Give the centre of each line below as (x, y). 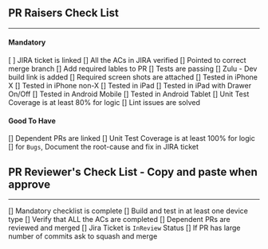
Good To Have (32, 121)
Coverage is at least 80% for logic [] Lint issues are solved (104, 103)
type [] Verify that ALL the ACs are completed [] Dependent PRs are (119, 220)
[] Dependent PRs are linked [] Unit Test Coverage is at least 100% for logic (132, 138)
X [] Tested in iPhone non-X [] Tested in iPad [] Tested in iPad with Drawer (130, 86)
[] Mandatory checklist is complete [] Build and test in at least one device (128, 211)
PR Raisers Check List (64, 13)
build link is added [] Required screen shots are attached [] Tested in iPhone (133, 77)
